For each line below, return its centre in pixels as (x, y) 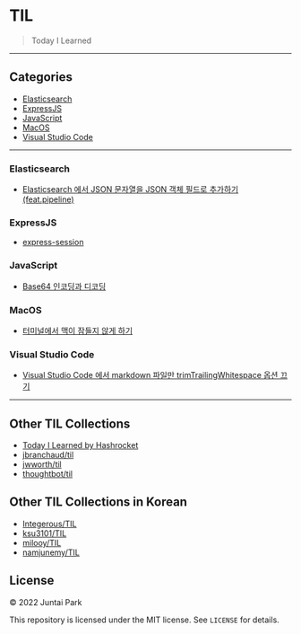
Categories (41, 77)
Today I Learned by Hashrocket (80, 445)
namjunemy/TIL (51, 552)
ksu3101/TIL (44, 533)
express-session (53, 242)
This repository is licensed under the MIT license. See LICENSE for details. (144, 620)
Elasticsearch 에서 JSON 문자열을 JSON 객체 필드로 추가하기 (130, 189)
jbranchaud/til (48, 455)
